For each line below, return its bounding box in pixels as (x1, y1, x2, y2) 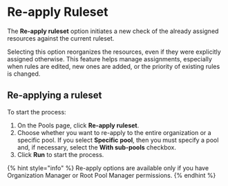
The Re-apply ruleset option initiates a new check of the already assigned (7, 27, 219, 35)
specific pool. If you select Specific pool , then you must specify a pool (17, 136, 219, 144)
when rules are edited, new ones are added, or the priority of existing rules (7, 62, 220, 70)
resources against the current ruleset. (7, 34, 115, 42)
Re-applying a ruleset (7, 90, 102, 101)
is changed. (7, 70, 41, 78)
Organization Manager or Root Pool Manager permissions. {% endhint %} (7, 171, 216, 179)
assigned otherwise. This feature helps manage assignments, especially (7, 54, 213, 63)
